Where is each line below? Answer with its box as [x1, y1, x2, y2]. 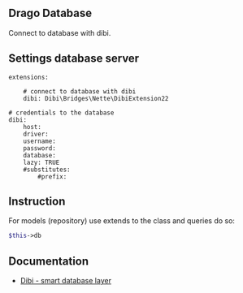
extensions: [8, 73, 49, 81]
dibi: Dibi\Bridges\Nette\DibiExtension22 [23, 94, 169, 102]
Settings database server [8, 52, 140, 66]
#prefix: [37, 172, 67, 181]
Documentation [8, 254, 89, 268]
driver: [23, 130, 49, 138]
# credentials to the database [8, 109, 115, 117]
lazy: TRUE [23, 158, 60, 166]
